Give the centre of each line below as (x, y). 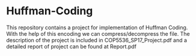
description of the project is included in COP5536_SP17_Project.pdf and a (97, 40)
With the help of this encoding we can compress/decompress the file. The (98, 33)
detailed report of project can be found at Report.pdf (72, 46)
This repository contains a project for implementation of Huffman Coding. (97, 27)
